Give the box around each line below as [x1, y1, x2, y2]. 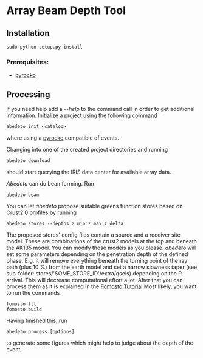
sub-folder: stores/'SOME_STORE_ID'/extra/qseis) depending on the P [6, 270, 182, 277]
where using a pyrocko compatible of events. [6, 134, 120, 141]
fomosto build [6, 306, 43, 312]
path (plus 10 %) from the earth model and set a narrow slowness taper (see [6, 263, 198, 271]
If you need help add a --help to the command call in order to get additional [6, 106, 195, 113]
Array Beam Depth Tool [6, 4, 126, 18]
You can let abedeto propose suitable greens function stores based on [6, 203, 183, 210]
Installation [6, 28, 50, 38]
